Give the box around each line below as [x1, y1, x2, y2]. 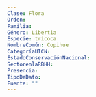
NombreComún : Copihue [7, 42, 69, 48]
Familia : [7, 23, 32, 29]
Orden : [7, 16, 26, 23]
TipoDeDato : [7, 73, 41, 81]
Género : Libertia [7, 29, 57, 36]
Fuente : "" [7, 80, 38, 87]
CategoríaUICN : [7, 48, 51, 55]
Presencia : [7, 67, 38, 74]
